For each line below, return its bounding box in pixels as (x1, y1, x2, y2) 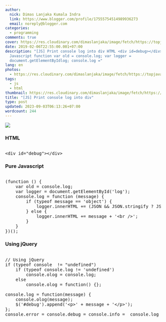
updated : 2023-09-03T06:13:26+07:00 (5, 104, 81, 109)
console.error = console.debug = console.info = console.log (5, 311, 159, 317)
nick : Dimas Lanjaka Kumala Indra (9, 12, 81, 17)
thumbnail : (5, 90, 28, 95)
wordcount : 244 (5, 109, 37, 114)
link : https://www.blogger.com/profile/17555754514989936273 (9, 16, 138, 21)
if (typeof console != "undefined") (5, 261, 97, 267)
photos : (5, 67, 21, 72)
